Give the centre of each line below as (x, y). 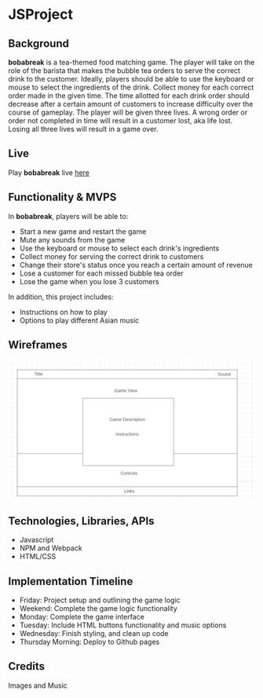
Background (38, 44)
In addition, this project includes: (61, 297)
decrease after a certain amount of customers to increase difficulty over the (131, 104)
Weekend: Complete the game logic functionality (99, 608)
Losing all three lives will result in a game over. (83, 129)
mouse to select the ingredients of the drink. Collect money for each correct (131, 87)
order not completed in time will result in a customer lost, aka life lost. (121, 121)
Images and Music (38, 685)
